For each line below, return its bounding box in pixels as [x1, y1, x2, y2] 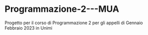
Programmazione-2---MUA [4, 3, 119, 15]
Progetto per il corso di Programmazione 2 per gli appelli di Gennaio [4, 20, 143, 26]
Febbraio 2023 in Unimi [4, 25, 52, 31]
